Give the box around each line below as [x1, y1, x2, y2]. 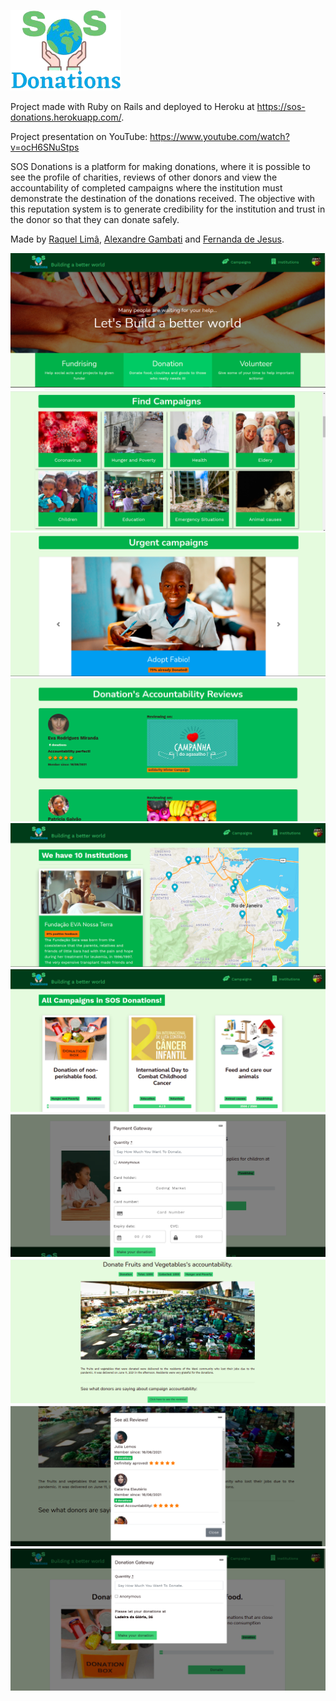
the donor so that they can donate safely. [10, 214, 180, 225]
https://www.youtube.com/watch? [149, 131, 290, 142]
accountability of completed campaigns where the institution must [10, 182, 283, 194]
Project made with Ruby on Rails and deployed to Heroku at [10, 101, 255, 112]
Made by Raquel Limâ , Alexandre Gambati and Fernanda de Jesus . [10, 233, 285, 245]
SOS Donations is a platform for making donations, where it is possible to [10, 161, 311, 172]
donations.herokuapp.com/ [10, 111, 122, 123]
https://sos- [256, 101, 306, 112]
